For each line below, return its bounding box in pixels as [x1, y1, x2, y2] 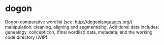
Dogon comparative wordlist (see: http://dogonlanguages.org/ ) [5, 19, 133, 25]
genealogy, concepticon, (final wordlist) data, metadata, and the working [5, 29, 153, 35]
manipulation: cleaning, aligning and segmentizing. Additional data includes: [5, 24, 160, 30]
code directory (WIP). [5, 34, 49, 40]
